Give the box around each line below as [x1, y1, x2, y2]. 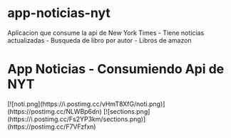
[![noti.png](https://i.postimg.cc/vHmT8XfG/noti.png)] [7, 100, 165, 108]
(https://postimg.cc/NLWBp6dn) [7, 107, 102, 115]
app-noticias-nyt [7, 5, 111, 21]
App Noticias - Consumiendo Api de [7, 61, 225, 78]
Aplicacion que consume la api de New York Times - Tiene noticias [7, 28, 205, 37]
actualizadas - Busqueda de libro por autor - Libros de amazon [7, 36, 192, 44]
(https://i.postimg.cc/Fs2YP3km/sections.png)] [7, 115, 146, 123]
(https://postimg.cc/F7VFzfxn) [7, 122, 96, 131]
